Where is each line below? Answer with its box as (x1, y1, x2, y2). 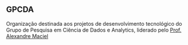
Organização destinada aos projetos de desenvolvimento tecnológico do (6, 20, 183, 27)
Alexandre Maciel (6, 32, 48, 40)
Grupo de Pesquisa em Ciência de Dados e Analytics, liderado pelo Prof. (6, 26, 182, 33)
